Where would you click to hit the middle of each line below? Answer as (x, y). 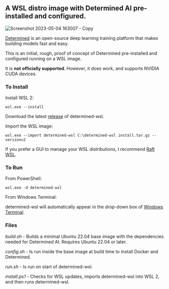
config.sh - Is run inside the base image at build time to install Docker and (82, 251)
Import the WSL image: (29, 126)
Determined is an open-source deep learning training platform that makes (82, 38)
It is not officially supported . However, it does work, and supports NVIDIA (82, 68)
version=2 (16, 140)
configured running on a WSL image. (43, 59)
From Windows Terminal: (31, 197)
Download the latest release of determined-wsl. (55, 117)
